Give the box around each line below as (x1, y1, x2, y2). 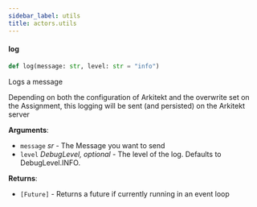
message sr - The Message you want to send (19, 140, 165, 150)
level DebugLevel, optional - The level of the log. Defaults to (19, 149, 222, 159)
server (8, 110, 31, 119)
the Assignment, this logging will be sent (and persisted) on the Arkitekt (8, 101, 245, 110)
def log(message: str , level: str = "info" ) (8, 62, 160, 70)
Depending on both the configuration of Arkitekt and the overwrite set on (8, 92, 251, 101)
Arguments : (8, 125, 50, 135)
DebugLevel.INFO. (19, 158, 81, 168)
